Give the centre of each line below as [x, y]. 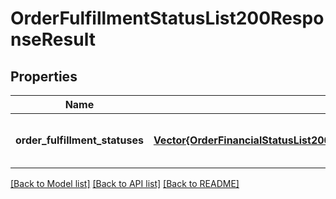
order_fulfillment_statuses [79, 140]
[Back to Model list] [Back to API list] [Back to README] [125, 183]
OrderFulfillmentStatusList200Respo [167, 18]
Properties [44, 76]
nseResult [53, 39]
